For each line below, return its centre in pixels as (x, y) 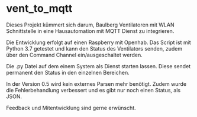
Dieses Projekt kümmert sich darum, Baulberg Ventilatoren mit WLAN (90, 25)
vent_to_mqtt (39, 9)
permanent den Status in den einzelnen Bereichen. (68, 72)
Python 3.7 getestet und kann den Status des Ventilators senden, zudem (94, 48)
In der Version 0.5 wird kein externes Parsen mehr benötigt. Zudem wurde (96, 83)
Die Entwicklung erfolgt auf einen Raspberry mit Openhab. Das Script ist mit (98, 42)
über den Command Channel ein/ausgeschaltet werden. (75, 55)
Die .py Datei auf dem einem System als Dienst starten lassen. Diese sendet (98, 66)
